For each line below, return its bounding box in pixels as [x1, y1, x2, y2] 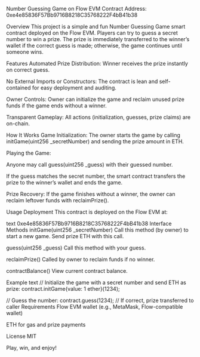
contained [6, 84, 31, 91]
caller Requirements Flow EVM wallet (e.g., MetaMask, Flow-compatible [6, 303, 183, 310]
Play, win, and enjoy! [6, 344, 57, 351]
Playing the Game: [6, 149, 51, 156]
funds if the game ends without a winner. [6, 102, 107, 109]
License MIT [6, 333, 37, 340]
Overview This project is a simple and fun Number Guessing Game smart [6, 23, 186, 30]
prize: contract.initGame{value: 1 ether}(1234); [6, 285, 121, 292]
